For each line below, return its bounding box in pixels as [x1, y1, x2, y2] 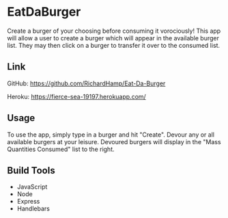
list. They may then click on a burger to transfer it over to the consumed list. [7, 41, 220, 49]
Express [16, 197, 40, 206]
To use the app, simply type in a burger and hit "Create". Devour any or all [7, 131, 215, 139]
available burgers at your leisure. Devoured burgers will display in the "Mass [7, 137, 221, 146]
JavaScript [16, 182, 48, 191]
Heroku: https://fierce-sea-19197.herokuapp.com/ [7, 92, 147, 100]
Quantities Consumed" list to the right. [7, 145, 115, 153]
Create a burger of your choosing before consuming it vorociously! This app [7, 27, 221, 35]
